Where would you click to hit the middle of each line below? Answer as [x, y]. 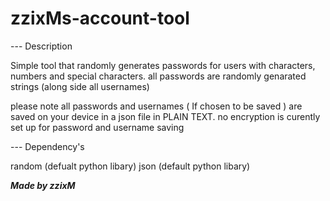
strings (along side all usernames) [80, 86]
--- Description [41, 46]
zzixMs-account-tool [100, 18]
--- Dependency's [47, 146]
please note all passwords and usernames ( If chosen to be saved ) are [156, 106]
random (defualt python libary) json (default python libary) [130, 166]
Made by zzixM [43, 185]
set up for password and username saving [97, 127]
